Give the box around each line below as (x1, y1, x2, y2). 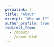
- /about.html (9, 35, 38, 40)
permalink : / (5, 7, 32, 12)
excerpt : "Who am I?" (5, 16, 50, 21)
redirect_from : (5, 25, 36, 30)
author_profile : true (5, 21, 50, 26)
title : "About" (5, 12, 36, 17)
